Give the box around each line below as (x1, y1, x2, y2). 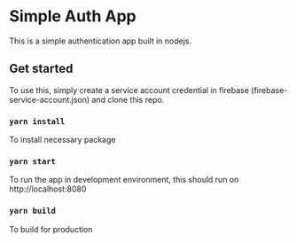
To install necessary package (9, 135, 116, 145)
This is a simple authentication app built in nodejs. (9, 35, 192, 46)
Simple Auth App (9, 6, 136, 27)
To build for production (9, 223, 93, 234)
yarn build (9, 206, 56, 216)
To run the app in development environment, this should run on (9, 175, 239, 185)
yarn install (9, 116, 66, 126)
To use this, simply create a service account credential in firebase (9, 84, 250, 95)
